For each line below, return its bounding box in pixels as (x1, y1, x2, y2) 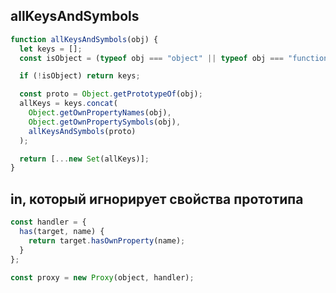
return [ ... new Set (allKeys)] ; (19, 154, 150, 164)
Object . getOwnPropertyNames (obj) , (28, 108, 172, 118)
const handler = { (10, 217, 87, 228)
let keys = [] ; (19, 44, 83, 54)
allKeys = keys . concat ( (19, 99, 118, 109)
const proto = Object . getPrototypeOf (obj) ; (19, 89, 203, 99)
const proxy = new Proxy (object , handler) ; (10, 272, 195, 283)
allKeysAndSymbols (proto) (28, 126, 137, 136)
